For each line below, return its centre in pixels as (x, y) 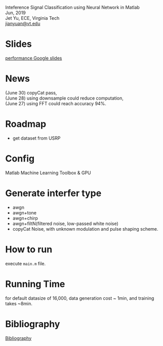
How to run (29, 249)
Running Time (35, 284)
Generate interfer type (53, 193)
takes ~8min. (19, 303)
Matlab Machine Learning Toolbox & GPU (48, 173)
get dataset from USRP (36, 138)
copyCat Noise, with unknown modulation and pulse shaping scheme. (85, 229)
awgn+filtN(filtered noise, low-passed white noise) (66, 224)
